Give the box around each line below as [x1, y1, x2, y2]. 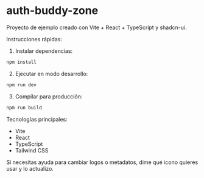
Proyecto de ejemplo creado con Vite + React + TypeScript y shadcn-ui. [6, 24, 187, 31]
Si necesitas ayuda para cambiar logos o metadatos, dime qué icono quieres [6, 159, 199, 166]
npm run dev [6, 81, 37, 88]
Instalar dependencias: [15, 47, 73, 55]
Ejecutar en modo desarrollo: [15, 70, 88, 77]
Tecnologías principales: [6, 115, 68, 123]
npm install [6, 59, 37, 65]
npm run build [6, 104, 43, 111]
